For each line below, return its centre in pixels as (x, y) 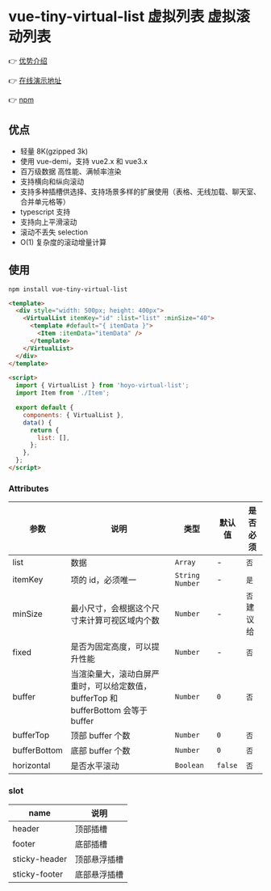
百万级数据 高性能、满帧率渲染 (71, 171)
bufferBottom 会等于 (109, 711)
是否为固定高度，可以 (111, 647)
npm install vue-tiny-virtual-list (68, 289)
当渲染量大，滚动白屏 (111, 674)
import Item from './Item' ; (63, 393)
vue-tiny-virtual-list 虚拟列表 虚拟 (122, 17)
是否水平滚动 (95, 766)
